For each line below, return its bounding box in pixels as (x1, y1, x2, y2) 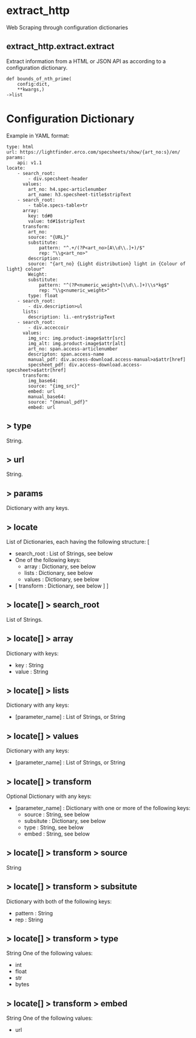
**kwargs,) (17, 86, 45, 92)
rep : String (15, 916, 44, 923)
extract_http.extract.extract (6, 41, 115, 52)
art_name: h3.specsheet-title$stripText (28, 191, 132, 198)
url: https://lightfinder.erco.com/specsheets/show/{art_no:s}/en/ (6, 149, 181, 155)
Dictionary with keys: (6, 650, 59, 657)
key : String (15, 661, 44, 669)
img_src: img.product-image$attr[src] (28, 335, 126, 341)
